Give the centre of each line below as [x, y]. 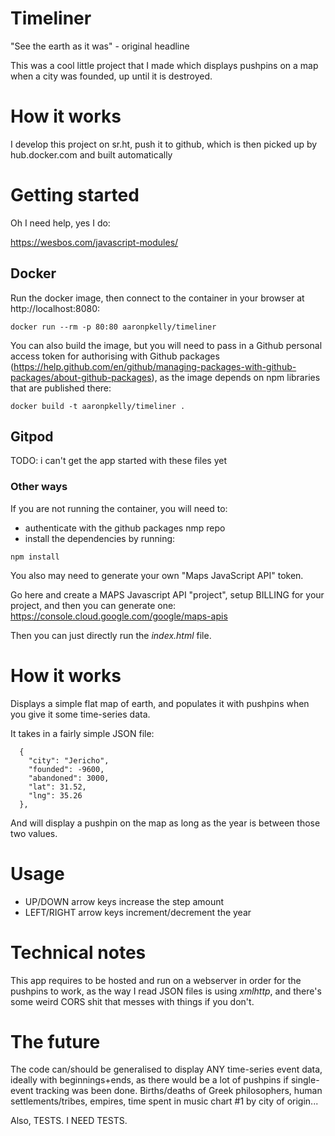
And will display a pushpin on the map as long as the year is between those [165, 823]
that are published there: [61, 388]
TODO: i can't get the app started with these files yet [119, 461]
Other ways [39, 487]
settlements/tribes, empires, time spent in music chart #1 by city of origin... [164, 1101]
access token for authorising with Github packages [115, 356]
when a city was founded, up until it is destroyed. [111, 76]
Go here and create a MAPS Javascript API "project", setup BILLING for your [167, 594]
